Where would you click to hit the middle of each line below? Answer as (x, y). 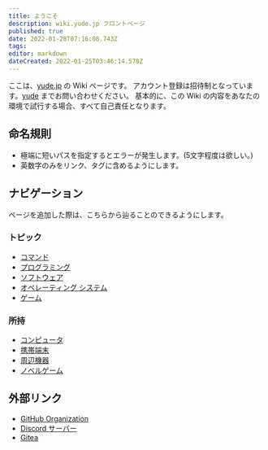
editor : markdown (38, 54)
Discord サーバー (48, 428)
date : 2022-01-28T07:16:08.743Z (63, 39)
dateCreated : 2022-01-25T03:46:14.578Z (76, 62)
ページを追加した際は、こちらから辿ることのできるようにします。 (118, 214)
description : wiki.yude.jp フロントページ (77, 24)
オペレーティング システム (64, 287)
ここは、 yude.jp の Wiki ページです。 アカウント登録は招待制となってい (128, 85)
